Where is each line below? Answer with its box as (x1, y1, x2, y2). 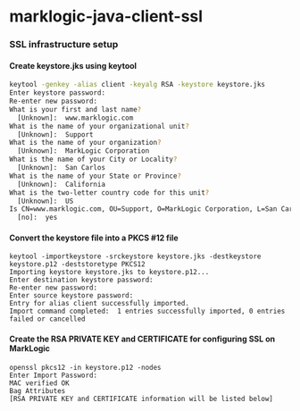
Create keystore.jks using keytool (9, 60, 137, 71)
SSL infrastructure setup (9, 38, 119, 51)
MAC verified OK (9, 378, 70, 388)
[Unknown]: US (17, 197, 74, 205)
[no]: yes (17, 213, 58, 222)
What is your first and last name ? (9, 105, 142, 113)
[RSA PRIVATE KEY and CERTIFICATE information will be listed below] (9, 394, 274, 403)
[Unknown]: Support (17, 130, 94, 139)
